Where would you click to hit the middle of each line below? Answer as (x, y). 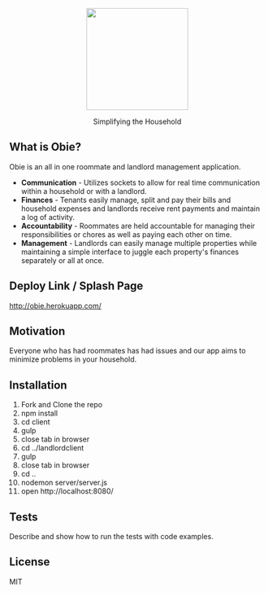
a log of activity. (48, 217)
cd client (36, 422)
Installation (38, 385)
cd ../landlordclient (52, 448)
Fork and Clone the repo (62, 405)
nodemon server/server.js (64, 483)
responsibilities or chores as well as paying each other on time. (126, 234)
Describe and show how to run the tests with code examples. (111, 537)
